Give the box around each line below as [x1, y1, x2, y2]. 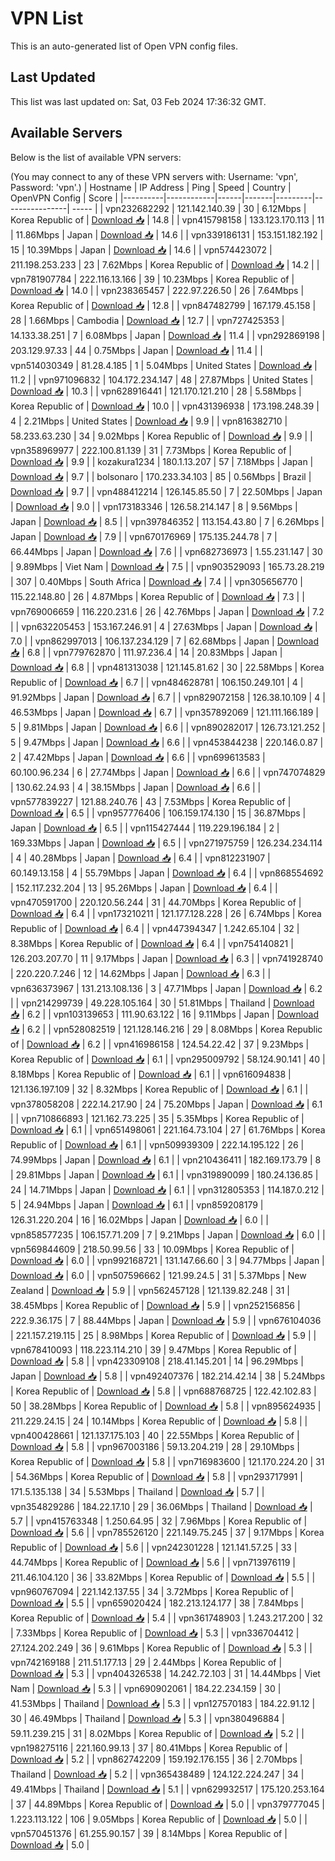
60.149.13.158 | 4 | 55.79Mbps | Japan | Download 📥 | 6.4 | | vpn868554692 [10, 867, 324, 879]
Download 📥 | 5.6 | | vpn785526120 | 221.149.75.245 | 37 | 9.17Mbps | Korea [10, 1526, 325, 1538]
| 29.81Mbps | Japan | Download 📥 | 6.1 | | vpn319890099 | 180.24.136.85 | [10, 1168, 319, 1181]
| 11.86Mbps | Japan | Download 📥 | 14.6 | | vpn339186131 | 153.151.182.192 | [10, 228, 324, 241]
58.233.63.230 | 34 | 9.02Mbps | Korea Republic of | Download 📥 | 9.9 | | [10, 430, 313, 442]
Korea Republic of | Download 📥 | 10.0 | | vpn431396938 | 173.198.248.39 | [10, 400, 320, 412]
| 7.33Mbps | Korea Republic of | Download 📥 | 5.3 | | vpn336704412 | [10, 1627, 300, 1639]
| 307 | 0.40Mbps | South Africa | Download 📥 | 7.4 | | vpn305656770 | [10, 575, 303, 587]
